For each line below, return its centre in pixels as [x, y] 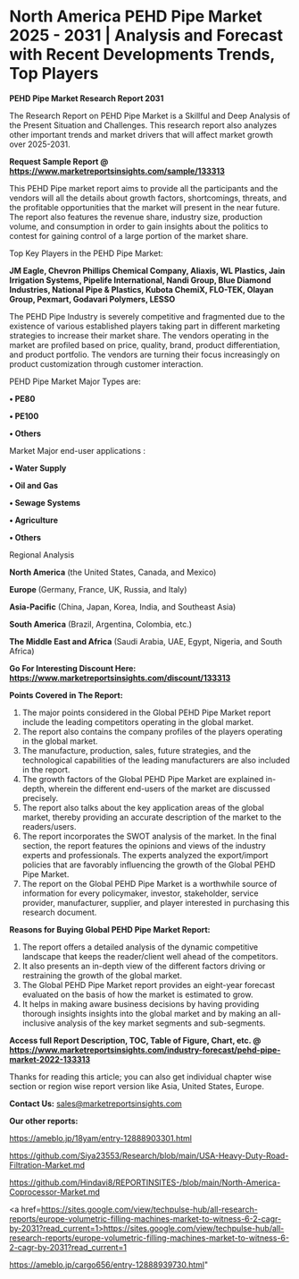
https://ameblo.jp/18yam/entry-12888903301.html [100, 1138]
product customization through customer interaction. [106, 363]
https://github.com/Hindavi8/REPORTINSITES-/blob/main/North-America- [145, 1182]
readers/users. [49, 826]
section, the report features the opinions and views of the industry [144, 845]
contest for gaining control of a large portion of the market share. [129, 235]
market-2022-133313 [50, 1059]
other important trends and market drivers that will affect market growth [141, 134]
